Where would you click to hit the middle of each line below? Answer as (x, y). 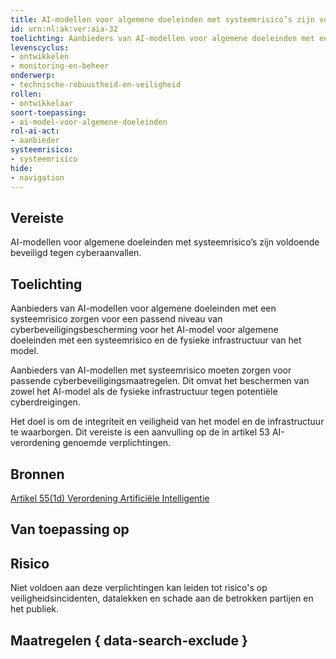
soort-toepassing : (48, 112)
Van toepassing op (70, 529)
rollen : (26, 94)
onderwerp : (33, 76)
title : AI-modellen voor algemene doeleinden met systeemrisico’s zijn (162, 19)
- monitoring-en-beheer (60, 66)
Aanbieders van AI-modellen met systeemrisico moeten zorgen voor (151, 370)
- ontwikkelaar (42, 103)
